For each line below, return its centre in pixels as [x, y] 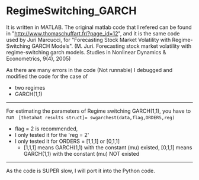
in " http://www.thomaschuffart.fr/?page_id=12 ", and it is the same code [93, 33]
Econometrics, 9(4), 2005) [38, 58]
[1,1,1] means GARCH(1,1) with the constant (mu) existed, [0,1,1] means [108, 147]
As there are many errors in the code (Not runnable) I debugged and [89, 70]
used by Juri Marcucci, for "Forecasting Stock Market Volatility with [89, 40]
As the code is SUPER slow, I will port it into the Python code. [81, 171]
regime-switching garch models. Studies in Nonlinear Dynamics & [86, 52]
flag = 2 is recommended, [46, 129]
